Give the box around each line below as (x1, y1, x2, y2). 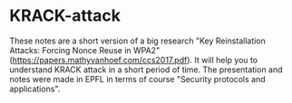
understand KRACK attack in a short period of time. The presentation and (9, 64, 283, 75)
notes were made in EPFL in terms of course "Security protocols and (9, 73, 266, 84)
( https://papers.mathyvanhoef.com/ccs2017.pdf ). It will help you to (9, 54, 258, 65)
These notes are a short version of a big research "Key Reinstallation (9, 35, 266, 46)
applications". (9, 83, 61, 94)
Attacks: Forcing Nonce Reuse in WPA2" (9, 44, 161, 55)
